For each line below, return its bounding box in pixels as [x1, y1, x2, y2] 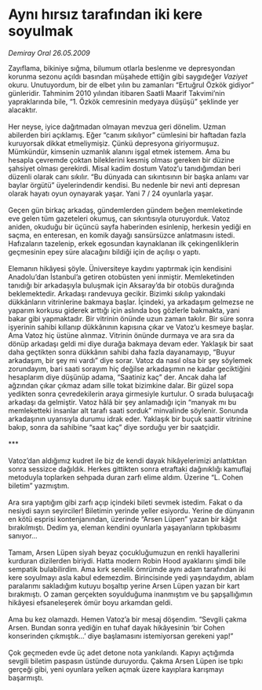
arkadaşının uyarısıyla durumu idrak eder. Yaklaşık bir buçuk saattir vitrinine [8, 414, 253, 424]
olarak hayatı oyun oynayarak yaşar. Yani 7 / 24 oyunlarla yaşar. [8, 189, 213, 198]
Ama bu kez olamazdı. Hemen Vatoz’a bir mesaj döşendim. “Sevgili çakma [8, 615, 247, 624]
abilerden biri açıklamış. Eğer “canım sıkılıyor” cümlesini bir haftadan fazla [8, 130, 246, 139]
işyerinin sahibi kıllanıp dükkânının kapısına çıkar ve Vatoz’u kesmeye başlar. [8, 322, 254, 332]
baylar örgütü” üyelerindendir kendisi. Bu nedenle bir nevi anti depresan [8, 180, 241, 189]
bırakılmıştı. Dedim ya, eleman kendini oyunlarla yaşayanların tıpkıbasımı [8, 523, 242, 532]
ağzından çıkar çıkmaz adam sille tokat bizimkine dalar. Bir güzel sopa [8, 380, 234, 390]
